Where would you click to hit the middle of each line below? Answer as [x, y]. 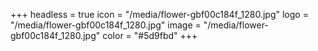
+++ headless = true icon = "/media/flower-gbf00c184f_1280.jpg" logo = [159, 14]
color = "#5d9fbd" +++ [150, 35]
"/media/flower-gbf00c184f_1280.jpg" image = [106, 25]
